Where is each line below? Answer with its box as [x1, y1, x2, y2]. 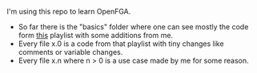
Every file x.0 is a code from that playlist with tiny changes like [18, 39, 224, 48]
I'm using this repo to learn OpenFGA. [6, 7, 131, 16]
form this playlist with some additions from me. [18, 31, 173, 40]
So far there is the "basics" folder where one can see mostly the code [18, 22, 249, 31]
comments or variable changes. [18, 48, 123, 56]
